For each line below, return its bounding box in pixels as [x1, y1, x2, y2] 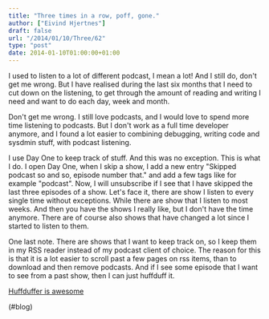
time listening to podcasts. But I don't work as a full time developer [8, 121, 229, 130]
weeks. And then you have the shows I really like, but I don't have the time [8, 204, 254, 213]
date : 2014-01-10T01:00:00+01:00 [8, 49, 120, 57]
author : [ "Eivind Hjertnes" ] [8, 19, 106, 27]
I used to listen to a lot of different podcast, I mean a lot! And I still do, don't [8, 71, 257, 80]
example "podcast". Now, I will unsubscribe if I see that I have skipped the [8, 179, 253, 188]
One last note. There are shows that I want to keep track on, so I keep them [8, 237, 257, 246]
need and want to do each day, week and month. [8, 97, 170, 106]
